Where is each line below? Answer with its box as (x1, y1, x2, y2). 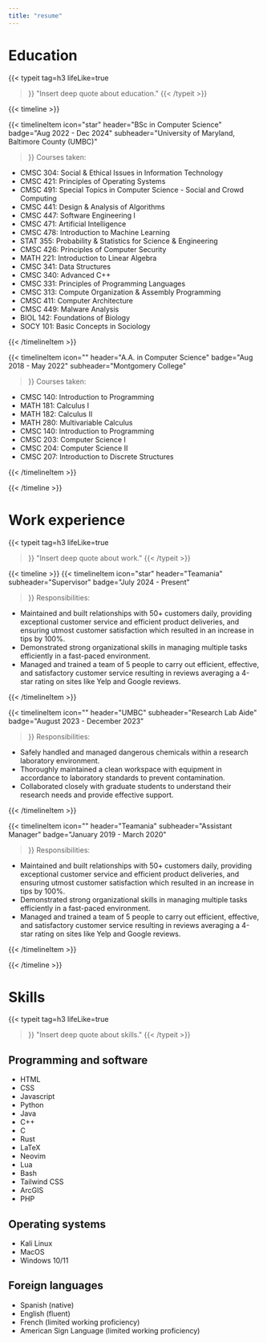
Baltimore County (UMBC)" (8, 136, 98, 146)
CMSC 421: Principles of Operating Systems (19, 176, 166, 185)
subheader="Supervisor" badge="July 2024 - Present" (8, 577, 190, 587)
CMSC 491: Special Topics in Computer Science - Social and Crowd (19, 185, 245, 194)
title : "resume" (8, 11, 63, 20)
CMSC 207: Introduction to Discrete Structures (19, 451, 174, 462)
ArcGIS (19, 1186, 44, 1195)
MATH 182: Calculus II (19, 409, 93, 418)
